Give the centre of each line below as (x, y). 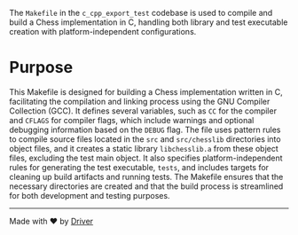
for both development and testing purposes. (90, 195)
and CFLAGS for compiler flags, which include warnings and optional (132, 120)
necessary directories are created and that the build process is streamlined (146, 186)
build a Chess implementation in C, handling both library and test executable (149, 22)
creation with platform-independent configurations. (103, 31)
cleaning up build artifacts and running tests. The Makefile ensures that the (146, 176)
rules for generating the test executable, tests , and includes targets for (139, 167)
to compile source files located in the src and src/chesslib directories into (145, 139)
